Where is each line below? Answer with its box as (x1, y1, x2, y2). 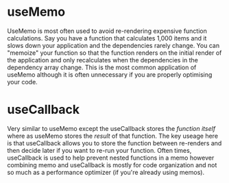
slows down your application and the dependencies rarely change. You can (7, 41, 220, 49)
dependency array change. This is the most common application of (7, 63, 197, 71)
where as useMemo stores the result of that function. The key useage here (7, 132, 218, 140)
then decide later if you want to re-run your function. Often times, (7, 146, 192, 154)
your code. (7, 77, 38, 86)
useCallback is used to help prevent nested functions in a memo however (7, 154, 215, 162)
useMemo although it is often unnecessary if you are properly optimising (7, 70, 213, 79)
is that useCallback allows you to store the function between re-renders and (7, 138, 222, 147)
